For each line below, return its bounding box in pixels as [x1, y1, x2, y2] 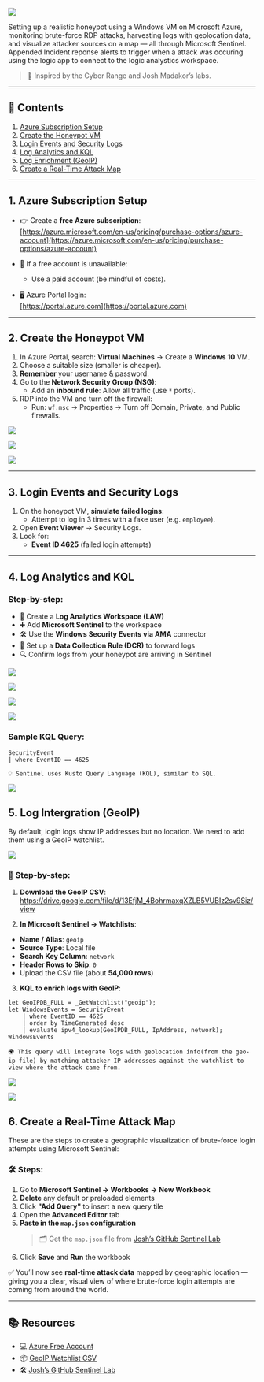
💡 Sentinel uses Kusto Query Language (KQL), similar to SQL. [8, 770, 217, 778]
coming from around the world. [8, 1285, 109, 1295]
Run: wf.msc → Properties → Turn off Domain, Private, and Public [31, 403, 241, 412]
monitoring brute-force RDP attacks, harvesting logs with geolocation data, [8, 31, 251, 39]
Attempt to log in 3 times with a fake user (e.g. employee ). [31, 515, 216, 524]
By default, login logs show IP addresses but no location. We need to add [8, 827, 245, 837]
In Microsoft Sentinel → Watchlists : [19, 919, 137, 929]
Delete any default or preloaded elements [19, 1194, 155, 1203]
